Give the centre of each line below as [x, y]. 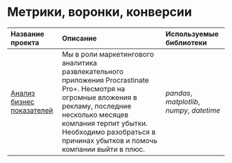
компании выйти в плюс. [103, 149]
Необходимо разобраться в [109, 132]
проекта [25, 42]
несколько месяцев [95, 115]
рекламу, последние [97, 106]
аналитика [79, 63]
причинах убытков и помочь [109, 140]
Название [28, 34]
